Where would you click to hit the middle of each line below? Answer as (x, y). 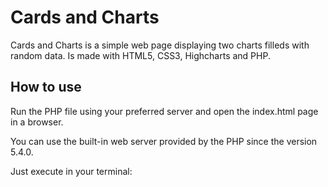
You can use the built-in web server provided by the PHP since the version (164, 141)
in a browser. (37, 122)
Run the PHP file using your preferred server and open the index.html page (164, 111)
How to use (46, 87)
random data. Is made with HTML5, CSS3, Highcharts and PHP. (140, 55)
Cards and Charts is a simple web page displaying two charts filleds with (160, 45)
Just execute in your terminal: (71, 171)
